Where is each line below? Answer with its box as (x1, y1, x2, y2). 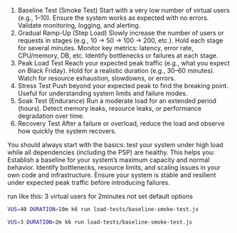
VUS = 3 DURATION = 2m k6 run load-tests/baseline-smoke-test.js (7, 218, 193, 226)
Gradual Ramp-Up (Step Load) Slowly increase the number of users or (17, 28, 224, 37)
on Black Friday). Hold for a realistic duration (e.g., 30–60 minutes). (17, 67, 215, 75)
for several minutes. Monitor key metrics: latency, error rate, (17, 44, 194, 52)
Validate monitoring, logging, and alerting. (17, 21, 141, 29)
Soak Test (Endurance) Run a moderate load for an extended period (17, 97, 217, 105)
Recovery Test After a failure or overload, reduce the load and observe (17, 119, 226, 127)
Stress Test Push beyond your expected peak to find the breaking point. (17, 82, 229, 90)
